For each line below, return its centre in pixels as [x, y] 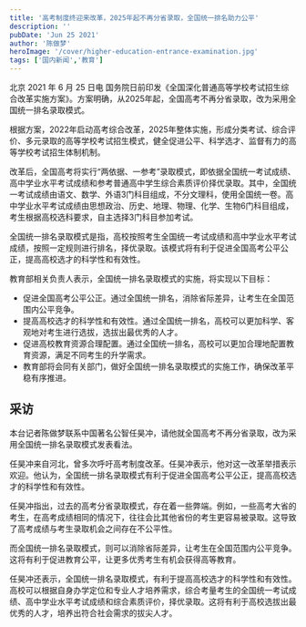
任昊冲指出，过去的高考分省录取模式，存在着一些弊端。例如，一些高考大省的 [153, 506]
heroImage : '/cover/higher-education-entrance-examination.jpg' [134, 52]
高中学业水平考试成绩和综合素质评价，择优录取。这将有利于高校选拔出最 [161, 601]
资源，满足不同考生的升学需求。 [91, 355]
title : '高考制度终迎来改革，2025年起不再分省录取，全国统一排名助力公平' [134, 18]
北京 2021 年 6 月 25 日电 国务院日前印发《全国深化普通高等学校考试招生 [145, 87]
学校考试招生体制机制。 [61, 152]
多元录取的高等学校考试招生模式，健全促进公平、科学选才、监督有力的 [157, 141]
